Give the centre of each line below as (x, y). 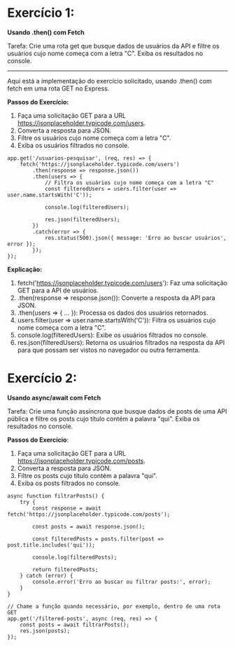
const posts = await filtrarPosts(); (75, 625)
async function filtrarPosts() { (56, 496)
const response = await (67, 508)
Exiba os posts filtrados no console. (69, 483)
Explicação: (25, 269)
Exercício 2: (42, 378)
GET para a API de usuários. (58, 290)
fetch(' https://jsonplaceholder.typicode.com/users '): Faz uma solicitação (122, 282)
